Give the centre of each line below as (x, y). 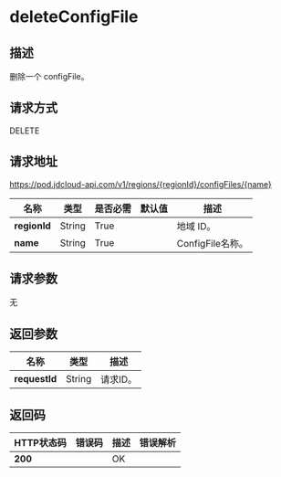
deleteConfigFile (74, 17)
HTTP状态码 (40, 443)
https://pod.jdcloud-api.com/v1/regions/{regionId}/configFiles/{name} (140, 184)
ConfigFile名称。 (213, 243)
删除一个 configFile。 (49, 76)
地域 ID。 (196, 226)
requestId (36, 379)
